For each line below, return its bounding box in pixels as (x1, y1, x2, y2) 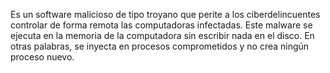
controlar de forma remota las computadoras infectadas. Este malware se (10, 19, 313, 31)
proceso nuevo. (10, 51, 75, 63)
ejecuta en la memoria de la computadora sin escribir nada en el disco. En (10, 30, 315, 41)
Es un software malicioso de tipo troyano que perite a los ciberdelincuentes (10, 9, 321, 20)
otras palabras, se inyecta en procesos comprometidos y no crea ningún (10, 40, 310, 52)
